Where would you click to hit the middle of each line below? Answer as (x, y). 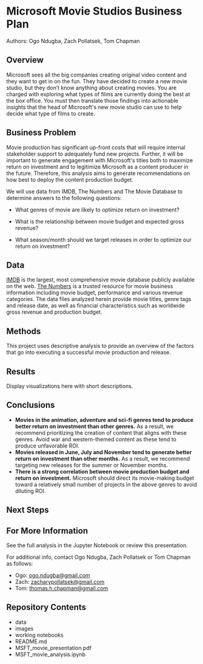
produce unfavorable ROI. (47, 446)
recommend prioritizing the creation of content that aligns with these (101, 432)
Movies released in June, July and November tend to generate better (103, 452)
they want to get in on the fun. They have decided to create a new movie (97, 81)
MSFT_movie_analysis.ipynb (50, 654)
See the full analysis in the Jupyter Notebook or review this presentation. (97, 545)
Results (21, 371)
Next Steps (28, 510)
